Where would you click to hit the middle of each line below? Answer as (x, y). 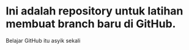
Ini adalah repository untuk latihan (94, 11)
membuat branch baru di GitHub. (91, 24)
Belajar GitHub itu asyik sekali (43, 40)
